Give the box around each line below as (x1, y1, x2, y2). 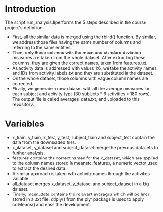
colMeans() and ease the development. (12, 201, 91, 207)
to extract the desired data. (12, 165, 67, 171)
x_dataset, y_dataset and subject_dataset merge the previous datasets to (12, 144, 158, 150)
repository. (12, 101, 34, 107)
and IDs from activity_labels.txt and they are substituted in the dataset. (12, 70, 154, 76)
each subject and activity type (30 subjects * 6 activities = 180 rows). (12, 91, 151, 97)
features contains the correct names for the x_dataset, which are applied (12, 155, 158, 161)
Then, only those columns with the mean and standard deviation (12, 50, 141, 55)
